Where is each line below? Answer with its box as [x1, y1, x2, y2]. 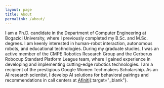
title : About [5, 12, 32, 17]
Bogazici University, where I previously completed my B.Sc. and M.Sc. [5, 35, 148, 41]
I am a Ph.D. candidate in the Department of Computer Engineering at [5, 30, 147, 36]
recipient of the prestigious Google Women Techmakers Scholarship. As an [5, 67, 158, 73]
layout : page [5, 7, 32, 12]
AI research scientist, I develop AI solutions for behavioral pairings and [5, 72, 149, 78]
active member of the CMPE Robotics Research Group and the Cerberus [5, 51, 152, 57]
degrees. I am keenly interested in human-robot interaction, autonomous [5, 41, 153, 46]
